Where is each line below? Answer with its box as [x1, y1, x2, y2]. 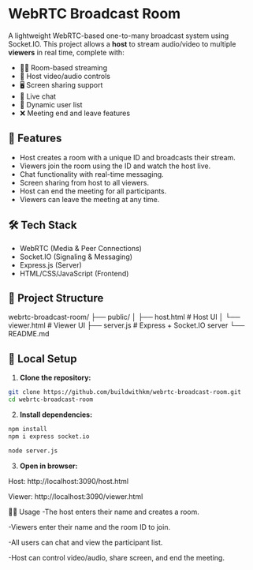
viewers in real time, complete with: [8, 47, 125, 57]
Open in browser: [19, 461, 78, 471]
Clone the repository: [19, 373, 91, 383]
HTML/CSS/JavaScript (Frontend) [19, 268, 129, 278]
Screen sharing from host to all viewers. [19, 178, 150, 187]
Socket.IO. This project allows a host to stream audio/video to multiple [8, 39, 236, 48]
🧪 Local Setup [8, 352, 77, 366]
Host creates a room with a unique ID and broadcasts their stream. [19, 152, 236, 162]
